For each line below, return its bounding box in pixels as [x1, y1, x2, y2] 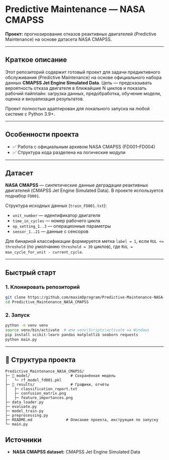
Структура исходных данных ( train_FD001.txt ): [5, 203, 107, 209]
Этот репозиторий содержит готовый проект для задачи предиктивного [5, 69, 160, 75]
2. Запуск [5, 311, 30, 318]
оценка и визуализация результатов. [5, 96, 84, 102]
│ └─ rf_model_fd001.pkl [5, 378, 62, 383]
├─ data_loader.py [5, 400, 44, 405]
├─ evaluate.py [5, 404, 37, 409]
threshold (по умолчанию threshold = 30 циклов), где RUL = [5, 243, 133, 250]
